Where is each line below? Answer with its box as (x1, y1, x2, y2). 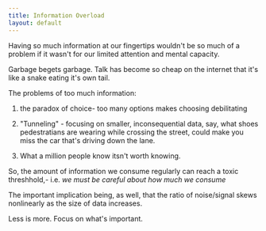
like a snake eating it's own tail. (8, 73, 110, 82)
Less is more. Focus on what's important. (8, 214, 143, 223)
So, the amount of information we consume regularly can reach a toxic (8, 166, 239, 176)
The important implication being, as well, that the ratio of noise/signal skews (8, 190, 257, 199)
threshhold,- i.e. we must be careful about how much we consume (8, 175, 226, 184)
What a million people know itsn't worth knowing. (19, 151, 181, 161)
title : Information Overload (8, 11, 105, 20)
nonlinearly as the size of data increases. (8, 199, 143, 208)
